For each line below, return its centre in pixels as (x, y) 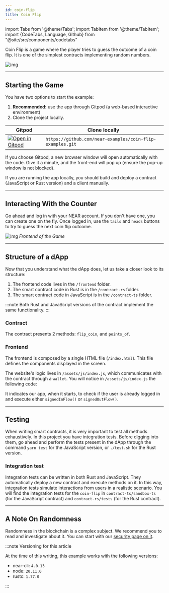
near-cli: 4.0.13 (29, 566)
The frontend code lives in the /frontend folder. (62, 284)
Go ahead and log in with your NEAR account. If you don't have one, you (80, 216)
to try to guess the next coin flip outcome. (49, 227)
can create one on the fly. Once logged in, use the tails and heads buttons (82, 221)
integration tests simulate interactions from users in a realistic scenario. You (84, 488)
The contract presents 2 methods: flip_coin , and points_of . (68, 334)
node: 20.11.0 (27, 571)
